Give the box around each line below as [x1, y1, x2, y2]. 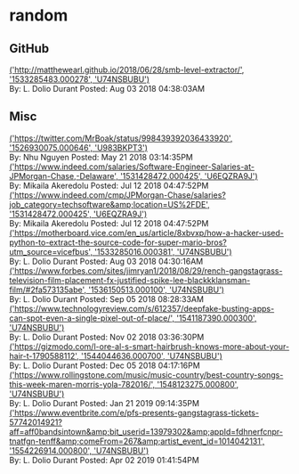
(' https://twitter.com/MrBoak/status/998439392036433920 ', [9, 133, 233, 143]
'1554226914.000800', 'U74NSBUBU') [9, 445, 149, 455]
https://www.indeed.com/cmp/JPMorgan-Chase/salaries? [14, 189, 227, 200]
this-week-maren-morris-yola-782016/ [9, 379, 151, 389]
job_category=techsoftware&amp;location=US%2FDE [9, 199, 206, 209]
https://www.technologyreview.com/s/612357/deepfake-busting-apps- [14, 303, 275, 314]
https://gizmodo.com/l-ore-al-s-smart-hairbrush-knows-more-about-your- [14, 340, 290, 352]
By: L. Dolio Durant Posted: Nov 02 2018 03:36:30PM [9, 331, 205, 342]
